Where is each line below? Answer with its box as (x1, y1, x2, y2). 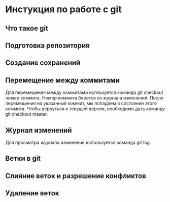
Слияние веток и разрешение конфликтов (5, 171, 146, 180)
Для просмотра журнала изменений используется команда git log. (5, 139, 151, 145)
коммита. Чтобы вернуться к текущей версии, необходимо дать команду (5, 106, 165, 112)
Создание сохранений (5, 59, 81, 67)
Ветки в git (5, 154, 41, 163)
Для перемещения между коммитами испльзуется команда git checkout (5, 89, 163, 95)
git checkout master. (5, 111, 48, 117)
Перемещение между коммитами (5, 75, 120, 85)
